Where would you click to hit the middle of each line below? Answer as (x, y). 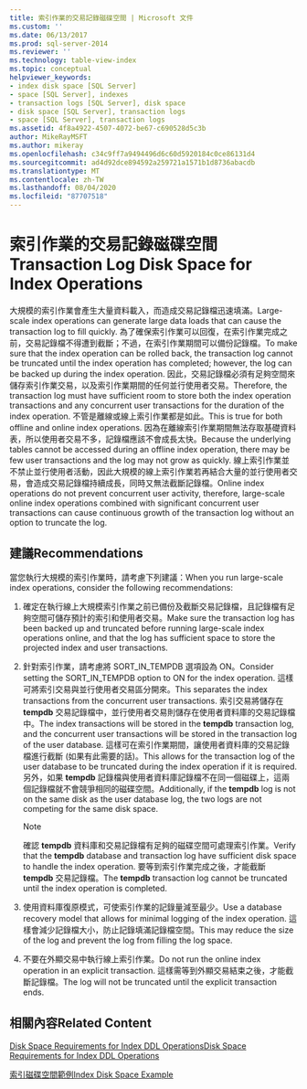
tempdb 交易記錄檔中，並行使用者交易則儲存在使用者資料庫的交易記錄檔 (159, 712)
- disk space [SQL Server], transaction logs (97, 112)
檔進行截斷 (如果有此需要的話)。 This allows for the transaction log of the (159, 756)
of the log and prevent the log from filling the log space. (127, 940)
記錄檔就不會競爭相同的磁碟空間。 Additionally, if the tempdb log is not (163, 788)
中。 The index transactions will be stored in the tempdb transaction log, (158, 723)
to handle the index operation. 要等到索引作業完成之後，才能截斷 (144, 866)
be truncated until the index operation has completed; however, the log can (151, 363)
